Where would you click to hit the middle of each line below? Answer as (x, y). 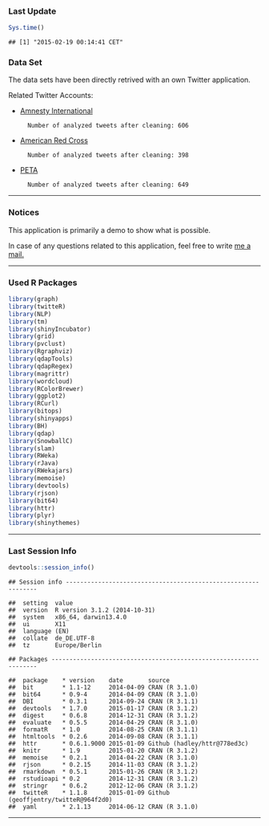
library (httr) (32, 508)
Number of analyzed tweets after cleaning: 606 (108, 126)
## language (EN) (39, 632)
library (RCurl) (34, 404)
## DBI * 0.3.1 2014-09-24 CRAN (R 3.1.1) (103, 702)
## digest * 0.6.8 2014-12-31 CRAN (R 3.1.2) (103, 716)
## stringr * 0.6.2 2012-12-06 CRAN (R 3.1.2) (103, 786)
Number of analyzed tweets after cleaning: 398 (108, 155)
